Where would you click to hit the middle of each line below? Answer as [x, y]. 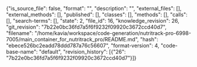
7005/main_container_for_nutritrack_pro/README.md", [73, 39]
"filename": [20, 33]
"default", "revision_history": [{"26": [83, 52]
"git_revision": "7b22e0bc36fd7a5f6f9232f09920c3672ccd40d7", [86, 27]
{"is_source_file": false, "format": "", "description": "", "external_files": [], [94, 8]
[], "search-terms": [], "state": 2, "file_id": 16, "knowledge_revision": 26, [93, 21]
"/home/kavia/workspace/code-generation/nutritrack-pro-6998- [113, 33]
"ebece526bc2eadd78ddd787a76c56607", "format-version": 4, [83, 45]
